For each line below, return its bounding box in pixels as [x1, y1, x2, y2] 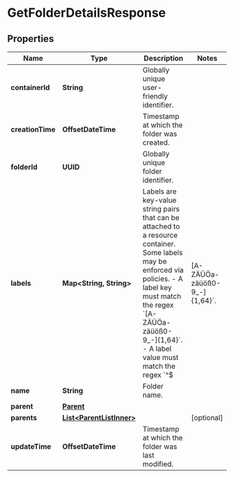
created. [142, 138, 170, 147]
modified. [142, 459, 174, 469]
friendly [142, 92, 169, 101]
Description [143, 54, 184, 63]
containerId [10, 82, 50, 92]
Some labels [142, 248, 183, 257]
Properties [7, 33, 54, 45]
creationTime [10, 124, 56, 134]
